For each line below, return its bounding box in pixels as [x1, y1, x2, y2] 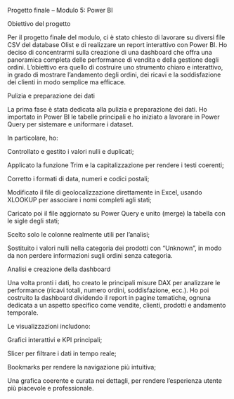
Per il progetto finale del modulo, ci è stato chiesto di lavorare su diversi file [7, 33, 226, 41]
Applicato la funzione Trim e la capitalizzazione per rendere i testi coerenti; [7, 161, 224, 169]
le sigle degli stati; [7, 217, 60, 225]
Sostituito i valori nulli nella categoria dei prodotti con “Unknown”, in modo [7, 244, 222, 252]
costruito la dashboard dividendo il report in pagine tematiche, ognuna [7, 294, 212, 301]
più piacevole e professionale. [7, 384, 94, 392]
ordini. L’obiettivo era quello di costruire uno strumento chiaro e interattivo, [7, 63, 223, 71]
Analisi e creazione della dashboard [7, 265, 111, 273]
